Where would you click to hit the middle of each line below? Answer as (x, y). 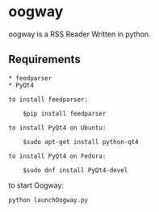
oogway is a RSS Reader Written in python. (79, 34)
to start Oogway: (36, 185)
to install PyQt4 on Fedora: (57, 156)
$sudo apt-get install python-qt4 (81, 142)
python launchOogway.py (48, 200)
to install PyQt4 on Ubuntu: (57, 128)
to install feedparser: (48, 100)
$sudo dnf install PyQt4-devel (75, 170)
